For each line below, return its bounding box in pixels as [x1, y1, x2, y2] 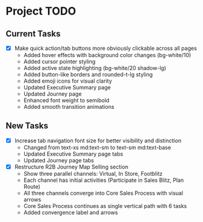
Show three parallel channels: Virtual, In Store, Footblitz [23, 170, 163, 177]
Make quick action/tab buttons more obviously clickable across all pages [14, 44, 197, 52]
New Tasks [5, 120, 49, 131]
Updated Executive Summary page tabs [23, 150, 123, 158]
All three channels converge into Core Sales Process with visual [23, 190, 184, 196]
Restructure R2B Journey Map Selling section [14, 163, 129, 170]
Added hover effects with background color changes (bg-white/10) [23, 52, 191, 59]
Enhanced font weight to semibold [23, 97, 110, 104]
